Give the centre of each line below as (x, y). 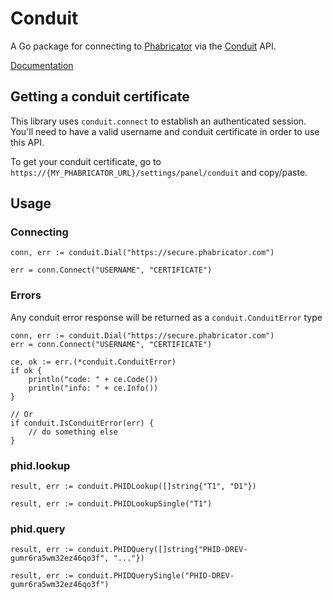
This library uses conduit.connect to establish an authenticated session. (158, 121)
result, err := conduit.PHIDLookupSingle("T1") (111, 504)
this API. (27, 142)
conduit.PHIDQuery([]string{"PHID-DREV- (162, 550)
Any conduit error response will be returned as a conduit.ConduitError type (166, 317)
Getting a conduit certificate (100, 97)
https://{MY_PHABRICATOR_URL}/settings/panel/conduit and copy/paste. (159, 172)
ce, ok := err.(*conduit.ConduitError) (93, 362)
